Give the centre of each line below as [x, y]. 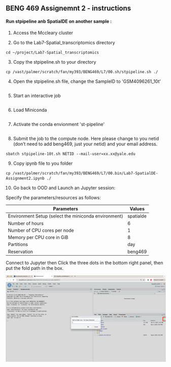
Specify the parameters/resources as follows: [53, 197]
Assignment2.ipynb [25, 178]
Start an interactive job [37, 96]
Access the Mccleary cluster [43, 33]
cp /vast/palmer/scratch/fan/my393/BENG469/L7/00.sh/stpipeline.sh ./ [82, 72]
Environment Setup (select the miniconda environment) [65, 216]
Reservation [21, 252]
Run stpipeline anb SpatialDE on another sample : [59, 21]
